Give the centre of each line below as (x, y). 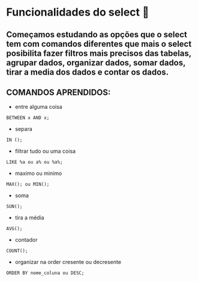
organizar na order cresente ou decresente (68, 262)
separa (24, 129)
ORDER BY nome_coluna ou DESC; (45, 273)
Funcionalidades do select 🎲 (78, 12)
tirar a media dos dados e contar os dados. (88, 72)
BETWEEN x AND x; (28, 118)
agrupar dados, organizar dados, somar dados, (96, 63)
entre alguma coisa (39, 107)
